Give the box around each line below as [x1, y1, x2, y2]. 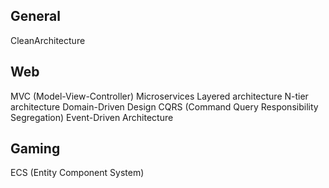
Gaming [10, 140, 61, 158]
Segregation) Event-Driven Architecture [10, 111, 174, 123]
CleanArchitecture [10, 34, 86, 46]
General [10, 8, 62, 25]
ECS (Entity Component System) [10, 167, 145, 179]
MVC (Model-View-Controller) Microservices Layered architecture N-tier [10, 90, 309, 102]
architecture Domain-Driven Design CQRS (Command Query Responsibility [10, 100, 319, 113]
